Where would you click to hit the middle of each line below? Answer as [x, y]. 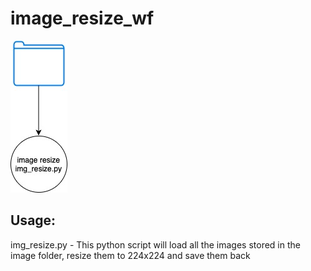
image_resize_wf [82, 18]
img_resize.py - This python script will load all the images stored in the [155, 244]
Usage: [33, 220]
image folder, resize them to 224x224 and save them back [130, 255]
